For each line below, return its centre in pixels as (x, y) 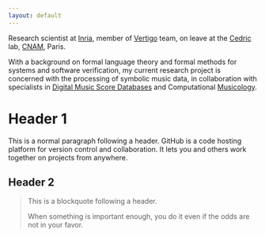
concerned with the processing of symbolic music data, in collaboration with (132, 78)
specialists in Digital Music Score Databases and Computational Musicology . (132, 87)
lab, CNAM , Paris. (37, 46)
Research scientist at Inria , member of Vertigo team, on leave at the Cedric (130, 38)
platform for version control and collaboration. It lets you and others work (127, 149)
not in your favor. (55, 225)
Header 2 (32, 182)
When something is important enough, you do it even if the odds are (138, 216)
